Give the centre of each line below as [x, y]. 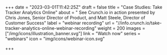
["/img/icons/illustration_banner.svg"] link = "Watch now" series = [73, 33]
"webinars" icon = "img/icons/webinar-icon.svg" [55, 39]
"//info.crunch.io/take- [139, 23]
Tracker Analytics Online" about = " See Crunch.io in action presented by [80, 12]
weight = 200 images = [121, 28]
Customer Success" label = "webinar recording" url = [60, 23]
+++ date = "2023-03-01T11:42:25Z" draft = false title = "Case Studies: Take [84, 7]
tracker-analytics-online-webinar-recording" [51, 28]
